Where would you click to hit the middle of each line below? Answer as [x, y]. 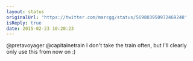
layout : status [25, 12]
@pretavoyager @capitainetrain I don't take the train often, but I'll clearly [96, 45]
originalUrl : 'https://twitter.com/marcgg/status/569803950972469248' [97, 17]
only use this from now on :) [41, 52]
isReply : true [24, 23]
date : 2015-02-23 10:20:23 [40, 28]
